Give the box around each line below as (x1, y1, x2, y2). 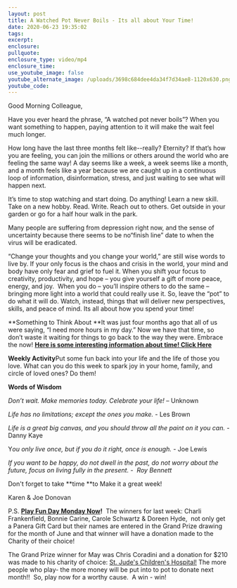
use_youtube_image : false (8, 69, 84, 76)
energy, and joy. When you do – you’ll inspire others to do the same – (8, 282, 210, 291)
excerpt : (8, 37, 34, 44)
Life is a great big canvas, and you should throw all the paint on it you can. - (8, 424, 230, 432)
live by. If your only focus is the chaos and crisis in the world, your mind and (8, 260, 229, 268)
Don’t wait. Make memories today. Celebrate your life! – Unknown (8, 396, 199, 405)
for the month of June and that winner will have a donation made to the (8, 530, 214, 538)
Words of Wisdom (8, 383, 62, 392)
